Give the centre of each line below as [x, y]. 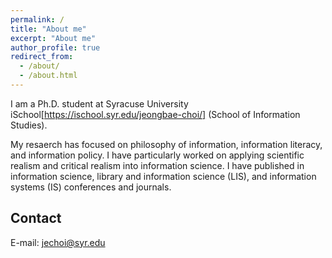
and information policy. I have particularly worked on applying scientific [157, 155]
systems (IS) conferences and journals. [91, 187]
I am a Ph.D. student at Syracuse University [99, 103]
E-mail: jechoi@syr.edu [58, 242]
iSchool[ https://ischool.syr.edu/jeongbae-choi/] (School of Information [155, 114]
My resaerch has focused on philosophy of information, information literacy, [166, 144]
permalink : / [37, 19]
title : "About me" [48, 29]
